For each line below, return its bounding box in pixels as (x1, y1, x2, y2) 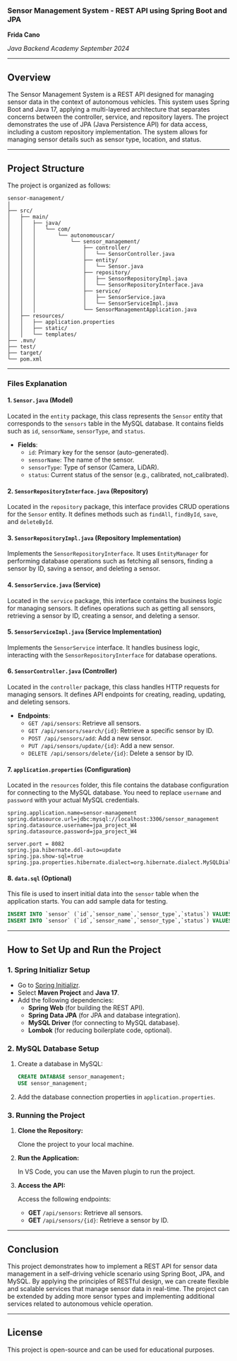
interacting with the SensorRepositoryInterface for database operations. (7, 650, 217, 659)
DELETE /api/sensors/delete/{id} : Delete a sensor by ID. (28, 749, 194, 758)
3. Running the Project (7, 1110, 85, 1120)
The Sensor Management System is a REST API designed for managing (7, 90, 214, 99)
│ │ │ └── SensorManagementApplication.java (7, 306, 197, 313)
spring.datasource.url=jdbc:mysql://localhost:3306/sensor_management (7, 816, 219, 823)
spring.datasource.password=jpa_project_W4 (7, 828, 138, 836)
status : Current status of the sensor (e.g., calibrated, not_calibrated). (28, 471, 229, 479)
